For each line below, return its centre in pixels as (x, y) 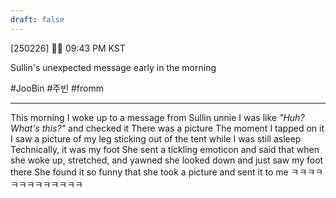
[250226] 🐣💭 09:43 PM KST (68, 48)
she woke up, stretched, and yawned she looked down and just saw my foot (167, 160)
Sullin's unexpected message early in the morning (113, 67)
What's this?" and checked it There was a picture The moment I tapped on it (167, 128)
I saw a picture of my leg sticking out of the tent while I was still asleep (156, 138)
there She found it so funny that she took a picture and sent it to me (149, 172)
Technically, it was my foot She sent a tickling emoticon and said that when (165, 149)
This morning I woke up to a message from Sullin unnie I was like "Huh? (157, 117)
